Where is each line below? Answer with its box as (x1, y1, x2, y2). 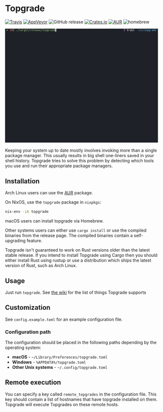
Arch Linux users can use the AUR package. (5, 190, 93, 196)
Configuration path (5, 328, 51, 335)
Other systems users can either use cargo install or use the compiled (5, 227, 147, 233)
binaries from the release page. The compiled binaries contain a (5, 233, 133, 238)
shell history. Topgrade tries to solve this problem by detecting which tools (5, 158, 154, 164)
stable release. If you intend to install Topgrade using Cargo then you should (5, 253, 158, 258)
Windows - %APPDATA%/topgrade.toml (12, 359, 86, 365)
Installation (5, 177, 40, 185)
